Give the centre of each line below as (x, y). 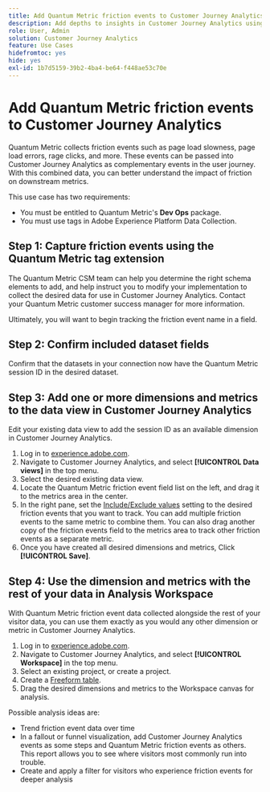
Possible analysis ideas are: (54, 712)
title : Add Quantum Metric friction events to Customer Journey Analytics (136, 16)
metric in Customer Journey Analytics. (72, 630)
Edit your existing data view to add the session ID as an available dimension (133, 430)
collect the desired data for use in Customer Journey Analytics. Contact (127, 295)
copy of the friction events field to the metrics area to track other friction (140, 530)
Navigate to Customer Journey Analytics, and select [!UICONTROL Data (139, 462)
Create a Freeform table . (61, 680)
